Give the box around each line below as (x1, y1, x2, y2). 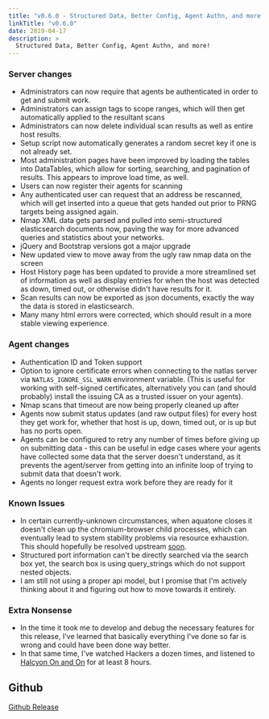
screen (19, 259, 43, 268)
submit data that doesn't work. (19, 469, 122, 478)
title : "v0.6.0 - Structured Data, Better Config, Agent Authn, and (8, 11, 243, 20)
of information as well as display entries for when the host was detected (19, 275, 260, 285)
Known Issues (8, 498, 65, 509)
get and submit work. (19, 95, 91, 105)
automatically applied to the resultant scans (19, 112, 165, 122)
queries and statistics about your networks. (19, 233, 164, 242)
